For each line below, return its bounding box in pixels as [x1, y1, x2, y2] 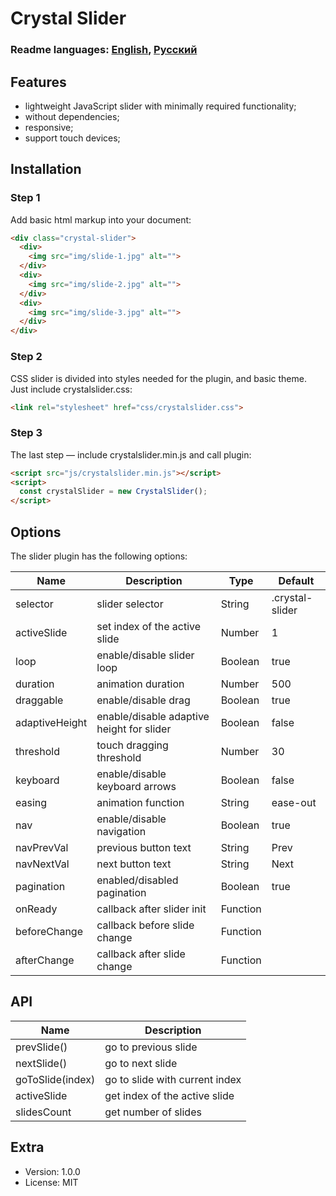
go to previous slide [104, 1040, 198, 1054]
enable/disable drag [96, 693, 191, 707]
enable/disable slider [96, 648, 195, 662]
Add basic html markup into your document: [10, 213, 192, 226]
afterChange [15, 953, 75, 967]
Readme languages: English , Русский [10, 43, 198, 57]
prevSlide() [15, 1040, 68, 1054]
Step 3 [10, 426, 43, 440]
